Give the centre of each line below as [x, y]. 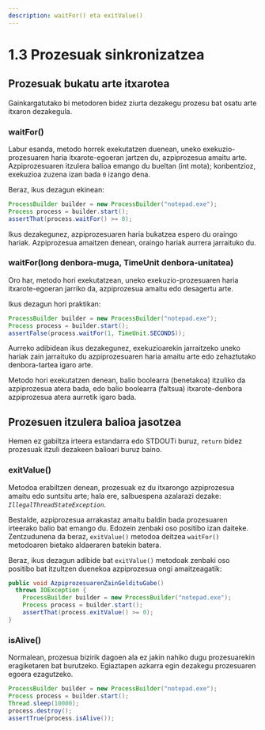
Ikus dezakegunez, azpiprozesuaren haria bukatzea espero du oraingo [123, 234]
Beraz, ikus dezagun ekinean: [57, 189]
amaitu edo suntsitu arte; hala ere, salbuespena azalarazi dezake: [115, 496]
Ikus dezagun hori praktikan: [55, 304]
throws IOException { [51, 591]
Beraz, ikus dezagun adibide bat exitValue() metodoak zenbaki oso [119, 560]
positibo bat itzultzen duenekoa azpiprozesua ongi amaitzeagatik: [115, 568]
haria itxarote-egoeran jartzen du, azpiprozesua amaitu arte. [149, 157]
